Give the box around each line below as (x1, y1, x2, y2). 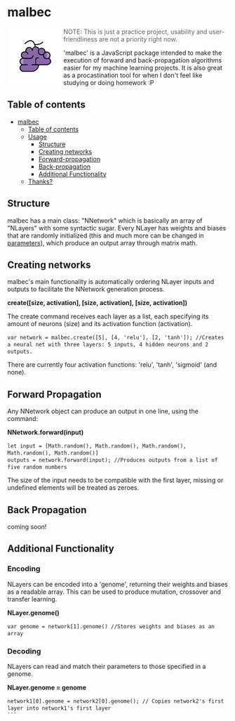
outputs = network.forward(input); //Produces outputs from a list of (7, 457, 218, 464)
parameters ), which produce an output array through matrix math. (7, 238, 198, 247)
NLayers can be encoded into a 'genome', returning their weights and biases (7, 580, 228, 588)
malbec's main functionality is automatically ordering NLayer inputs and (7, 278, 215, 286)
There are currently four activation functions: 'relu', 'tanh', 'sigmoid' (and (7, 360, 217, 369)
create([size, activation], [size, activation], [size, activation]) (7, 299, 188, 307)
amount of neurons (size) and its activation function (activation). (7, 320, 193, 328)
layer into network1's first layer (7, 704, 112, 712)
